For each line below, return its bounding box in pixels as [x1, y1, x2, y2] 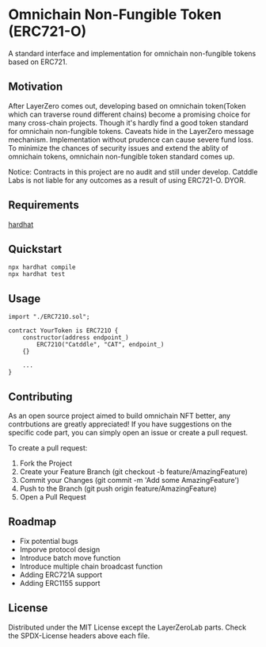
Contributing [8, 390, 73, 404]
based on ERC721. [8, 57, 68, 67]
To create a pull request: [8, 443, 88, 453]
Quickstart [8, 242, 63, 255]
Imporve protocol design [19, 545, 101, 554]
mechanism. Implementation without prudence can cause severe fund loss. [8, 135, 253, 144]
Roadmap [8, 515, 57, 529]
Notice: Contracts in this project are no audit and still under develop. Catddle [8, 167, 258, 176]
